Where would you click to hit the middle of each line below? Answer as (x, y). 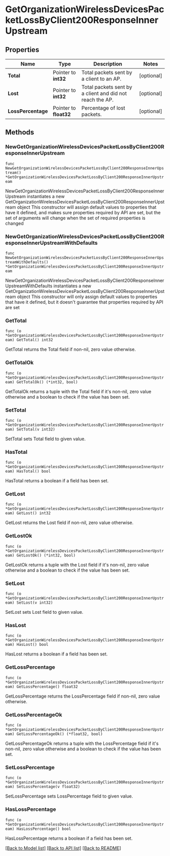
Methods (20, 132)
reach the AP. (97, 100)
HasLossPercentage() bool (44, 829)
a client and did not (104, 93)
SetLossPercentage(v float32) (48, 787)
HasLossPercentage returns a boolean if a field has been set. (69, 838)
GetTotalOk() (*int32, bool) (47, 382)
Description (108, 64)
